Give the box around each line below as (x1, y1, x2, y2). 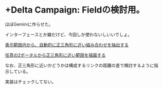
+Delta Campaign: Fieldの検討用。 (5, 4, 145, 15)
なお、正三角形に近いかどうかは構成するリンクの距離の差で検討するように (5, 62, 154, 68)
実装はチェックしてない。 (5, 78, 56, 85)
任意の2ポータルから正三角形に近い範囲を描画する (5, 52, 106, 58)
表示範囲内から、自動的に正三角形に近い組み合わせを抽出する (5, 42, 129, 47)
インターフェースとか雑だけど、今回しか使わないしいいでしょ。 (5, 31, 132, 37)
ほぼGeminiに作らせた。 (5, 21, 54, 27)
